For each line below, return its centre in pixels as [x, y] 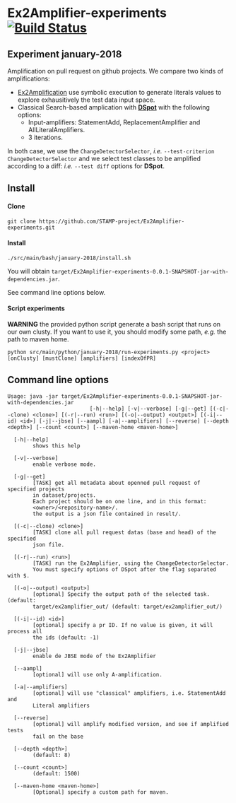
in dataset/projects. [65, 495]
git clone [22, 221]
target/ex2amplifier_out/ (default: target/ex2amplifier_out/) [128, 606]
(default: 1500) [57, 773]
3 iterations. [46, 137]
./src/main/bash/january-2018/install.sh [69, 258]
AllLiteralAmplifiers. [57, 130]
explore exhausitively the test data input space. [86, 100]
